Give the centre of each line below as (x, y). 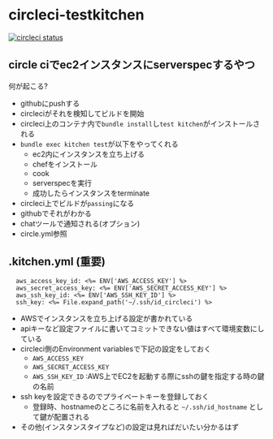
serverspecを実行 (62, 183)
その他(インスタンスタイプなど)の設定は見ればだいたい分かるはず (130, 427)
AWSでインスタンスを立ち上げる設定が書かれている (106, 318)
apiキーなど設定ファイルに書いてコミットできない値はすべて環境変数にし (142, 328)
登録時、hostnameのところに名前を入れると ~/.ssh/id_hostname (140, 407)
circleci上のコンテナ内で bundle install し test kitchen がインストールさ (140, 123)
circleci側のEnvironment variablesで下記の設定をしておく (115, 349)
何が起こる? (28, 86)
